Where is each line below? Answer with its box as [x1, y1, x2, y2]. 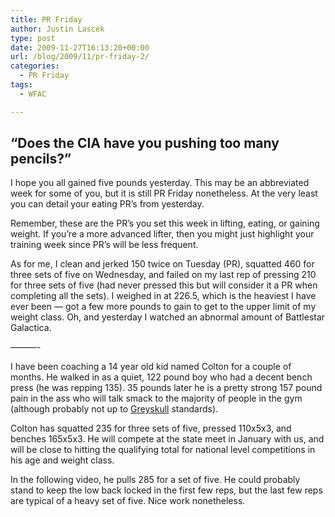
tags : [10, 80, 33, 90]
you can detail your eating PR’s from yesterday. [10, 198, 205, 210]
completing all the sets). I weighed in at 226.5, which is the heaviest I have [10, 290, 317, 302]
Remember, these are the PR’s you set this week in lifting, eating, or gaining [10, 217, 320, 230]
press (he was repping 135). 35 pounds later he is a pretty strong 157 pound [10, 382, 323, 394]
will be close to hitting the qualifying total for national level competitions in [10, 444, 316, 456]
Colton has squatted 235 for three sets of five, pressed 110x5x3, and [10, 422, 292, 435]
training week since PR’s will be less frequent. [10, 239, 199, 251]
